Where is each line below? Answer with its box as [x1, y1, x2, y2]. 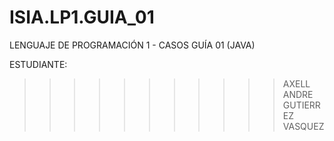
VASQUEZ [282, 120, 325, 132]
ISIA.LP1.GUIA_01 [9, 6, 155, 29]
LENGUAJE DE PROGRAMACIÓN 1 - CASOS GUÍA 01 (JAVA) [9, 39, 256, 51]
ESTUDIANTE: [9, 58, 68, 70]
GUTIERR [282, 99, 321, 111]
